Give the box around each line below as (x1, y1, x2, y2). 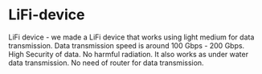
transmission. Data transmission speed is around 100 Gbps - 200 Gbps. (8, 40, 245, 50)
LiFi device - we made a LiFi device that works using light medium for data (8, 32, 255, 42)
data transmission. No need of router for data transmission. (8, 58, 204, 68)
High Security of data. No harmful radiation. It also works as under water (8, 49, 249, 59)
